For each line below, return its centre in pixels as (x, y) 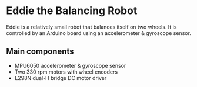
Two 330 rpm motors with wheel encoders (66, 72)
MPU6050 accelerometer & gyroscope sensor (70, 65)
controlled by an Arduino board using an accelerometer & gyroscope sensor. (98, 33)
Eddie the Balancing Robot (72, 11)
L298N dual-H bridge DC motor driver (61, 78)
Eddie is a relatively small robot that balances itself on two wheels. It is (91, 27)
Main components (40, 52)
